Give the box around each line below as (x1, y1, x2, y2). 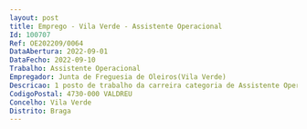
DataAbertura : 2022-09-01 (9, 47, 108, 56)
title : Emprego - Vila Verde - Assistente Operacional (9, 22, 223, 31)
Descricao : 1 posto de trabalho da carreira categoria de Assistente (9, 81, 281, 90)
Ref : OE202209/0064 (9, 38, 84, 48)
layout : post (9, 13, 59, 23)
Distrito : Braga (9, 106, 71, 115)
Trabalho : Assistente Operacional (9, 64, 142, 74)
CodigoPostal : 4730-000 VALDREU (9, 89, 132, 98)
